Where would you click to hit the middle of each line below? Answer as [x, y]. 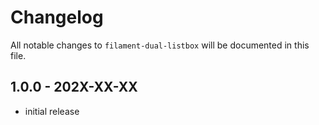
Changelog [57, 17]
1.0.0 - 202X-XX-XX [74, 87]
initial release [52, 111]
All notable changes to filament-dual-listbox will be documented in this [160, 45]
